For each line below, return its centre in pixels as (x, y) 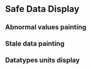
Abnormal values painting (46, 27)
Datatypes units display (43, 60)
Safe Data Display (42, 9)
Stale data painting (35, 43)
